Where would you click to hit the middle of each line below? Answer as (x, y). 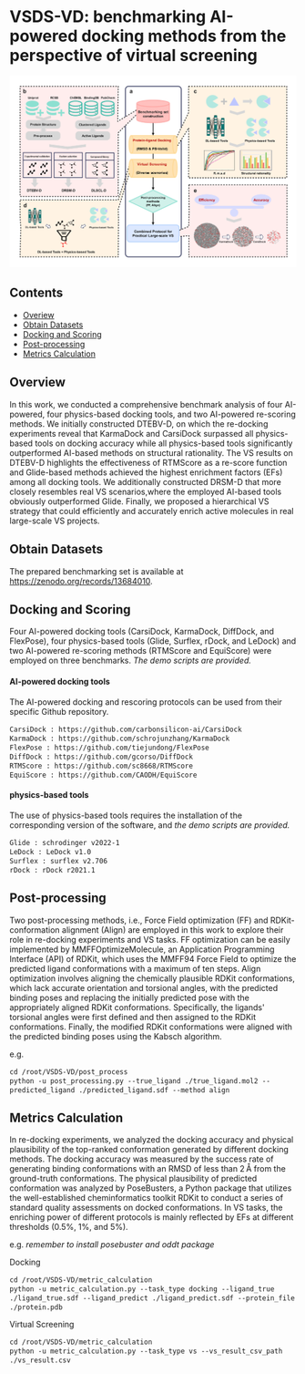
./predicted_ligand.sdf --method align (154, 1090)
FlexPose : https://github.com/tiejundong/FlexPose (109, 748)
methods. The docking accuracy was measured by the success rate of (142, 1159)
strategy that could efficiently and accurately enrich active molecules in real (152, 511)
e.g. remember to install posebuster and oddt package (112, 1245)
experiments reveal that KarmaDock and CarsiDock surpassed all (132, 433)
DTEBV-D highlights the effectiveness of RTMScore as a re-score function (148, 462)
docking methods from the (184, 36)
